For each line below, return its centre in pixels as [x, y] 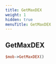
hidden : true [19, 19]
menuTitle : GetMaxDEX [28, 24]
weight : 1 [16, 15]
